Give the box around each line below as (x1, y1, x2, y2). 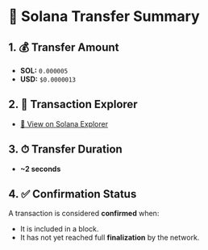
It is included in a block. (19, 224, 99, 234)
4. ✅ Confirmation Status (8, 187, 137, 201)
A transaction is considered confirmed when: (8, 209, 160, 219)
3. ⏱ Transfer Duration (8, 143, 123, 156)
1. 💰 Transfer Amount (8, 40, 119, 54)
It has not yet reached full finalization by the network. (19, 233, 200, 243)
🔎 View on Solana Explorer (19, 119, 109, 128)
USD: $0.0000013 (19, 74, 77, 84)
